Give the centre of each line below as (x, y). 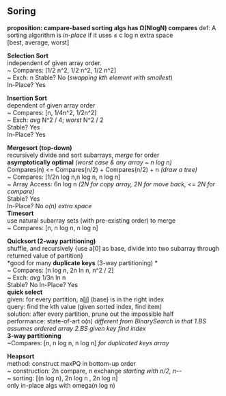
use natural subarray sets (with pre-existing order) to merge (91, 220)
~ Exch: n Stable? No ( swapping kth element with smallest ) (90, 77)
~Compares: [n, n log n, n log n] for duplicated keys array (88, 343)
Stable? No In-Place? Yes (43, 284)
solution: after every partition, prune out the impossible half (90, 314)
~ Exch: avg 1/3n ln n (37, 277)
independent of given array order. (55, 63)
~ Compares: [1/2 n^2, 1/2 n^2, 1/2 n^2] (62, 70)
